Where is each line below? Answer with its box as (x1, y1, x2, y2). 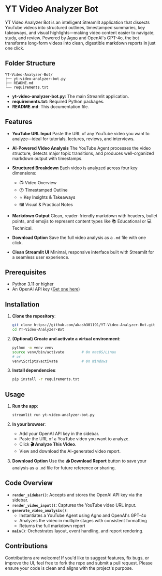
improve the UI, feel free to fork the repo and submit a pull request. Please (5, 560, 153, 566)
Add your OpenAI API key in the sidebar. (19, 431, 100, 436)
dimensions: (12, 170, 37, 176)
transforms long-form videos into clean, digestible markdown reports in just (5, 40, 156, 46)
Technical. (12, 225, 33, 231)
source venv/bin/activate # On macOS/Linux (12, 350, 117, 354)
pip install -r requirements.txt (12, 377, 80, 382)
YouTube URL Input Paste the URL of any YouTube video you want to (12, 130, 150, 136)
